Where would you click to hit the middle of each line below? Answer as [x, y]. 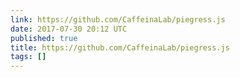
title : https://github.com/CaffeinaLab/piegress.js [120, 47]
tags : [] [28, 57]
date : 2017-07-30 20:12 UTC [69, 29]
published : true [44, 38]
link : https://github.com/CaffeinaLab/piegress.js [118, 19]
